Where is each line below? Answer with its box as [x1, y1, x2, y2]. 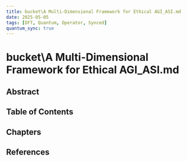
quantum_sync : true [6, 25, 54, 31]
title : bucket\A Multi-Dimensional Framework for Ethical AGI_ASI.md [6, 8, 182, 15]
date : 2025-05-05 [6, 14, 49, 20]
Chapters [6, 127, 41, 137]
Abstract [6, 86, 40, 96]
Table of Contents [6, 107, 74, 117]
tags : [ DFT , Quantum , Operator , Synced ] [6, 20, 108, 25]
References [6, 147, 50, 157]
